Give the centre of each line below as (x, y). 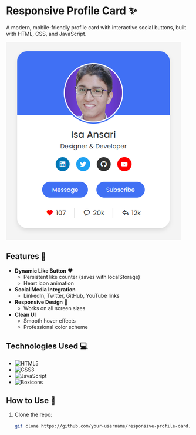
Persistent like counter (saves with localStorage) (82, 277)
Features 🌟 (26, 256)
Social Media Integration (45, 289)
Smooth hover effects (50, 321)
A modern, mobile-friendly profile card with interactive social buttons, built (96, 27)
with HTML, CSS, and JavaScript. (46, 34)
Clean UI (25, 314)
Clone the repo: (33, 415)
